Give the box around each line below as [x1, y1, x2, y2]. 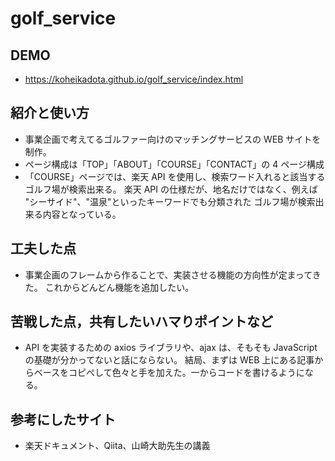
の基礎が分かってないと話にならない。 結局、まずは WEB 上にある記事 [24, 354, 315, 366]
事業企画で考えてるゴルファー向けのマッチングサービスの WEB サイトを [24, 133, 322, 145]
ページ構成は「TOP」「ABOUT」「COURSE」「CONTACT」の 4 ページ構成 [24, 158, 325, 170]
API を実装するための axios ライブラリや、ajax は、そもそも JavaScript [24, 342, 318, 354]
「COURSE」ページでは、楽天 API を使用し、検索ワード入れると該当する [24, 170, 326, 182]
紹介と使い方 [10, 105, 90, 122]
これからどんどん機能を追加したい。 [44, 281, 195, 293]
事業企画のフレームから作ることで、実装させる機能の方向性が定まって [24, 268, 313, 281]
